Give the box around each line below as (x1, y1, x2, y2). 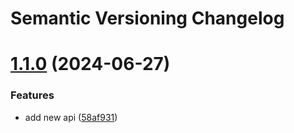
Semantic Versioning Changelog (10, 7, 285, 30)
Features (10, 88, 55, 102)
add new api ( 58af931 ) (24, 111, 118, 123)
